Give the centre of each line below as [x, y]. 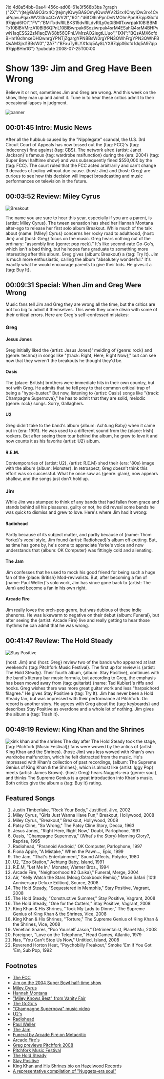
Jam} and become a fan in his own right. [46, 588]
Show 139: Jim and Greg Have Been [79, 69]
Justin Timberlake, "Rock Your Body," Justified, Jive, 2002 [72, 810]
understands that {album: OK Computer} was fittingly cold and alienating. [79, 550]
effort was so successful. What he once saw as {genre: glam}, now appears [82, 474]
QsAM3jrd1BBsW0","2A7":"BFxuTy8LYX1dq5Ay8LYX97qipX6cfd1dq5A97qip [82, 43]
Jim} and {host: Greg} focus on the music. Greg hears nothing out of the [78, 238]
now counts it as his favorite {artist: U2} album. [53, 441]
